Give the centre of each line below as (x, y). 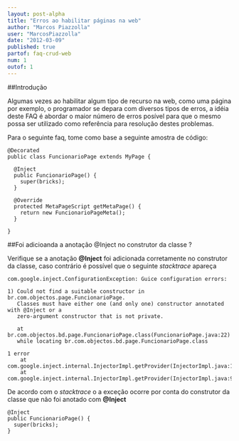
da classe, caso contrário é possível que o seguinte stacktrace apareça (112, 266)
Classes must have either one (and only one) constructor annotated (120, 304)
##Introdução (27, 87)
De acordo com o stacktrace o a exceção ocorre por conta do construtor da (118, 391)
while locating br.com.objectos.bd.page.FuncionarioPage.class (112, 341)
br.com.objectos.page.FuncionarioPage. (67, 297)
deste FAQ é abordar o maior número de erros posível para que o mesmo (115, 116)
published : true (31, 47)
